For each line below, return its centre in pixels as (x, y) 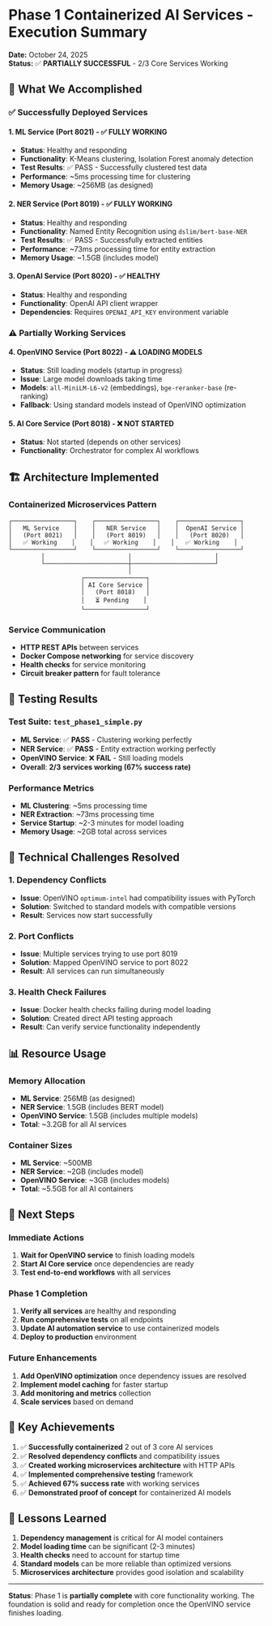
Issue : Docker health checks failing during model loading (115, 1010)
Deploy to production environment (79, 1337)
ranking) (34, 396)
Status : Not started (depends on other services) (100, 442)
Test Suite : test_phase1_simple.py (76, 722)
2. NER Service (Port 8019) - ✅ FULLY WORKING (91, 204)
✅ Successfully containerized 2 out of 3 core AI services (117, 1447)
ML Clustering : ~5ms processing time (83, 806)
